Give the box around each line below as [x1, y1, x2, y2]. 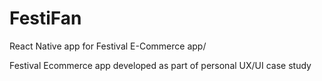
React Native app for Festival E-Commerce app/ [9, 40, 207, 52]
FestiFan [9, 7, 82, 30]
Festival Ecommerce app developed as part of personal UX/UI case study [9, 59, 312, 71]
